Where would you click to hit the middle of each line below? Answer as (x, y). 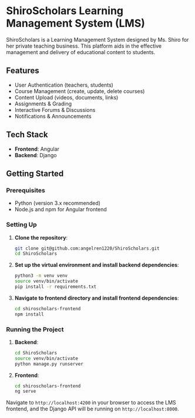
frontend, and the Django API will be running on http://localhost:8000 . (93, 409)
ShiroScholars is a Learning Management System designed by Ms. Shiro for (97, 39)
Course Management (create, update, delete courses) (80, 91)
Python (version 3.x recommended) (58, 203)
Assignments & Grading (43, 104)
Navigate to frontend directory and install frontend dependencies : (97, 298)
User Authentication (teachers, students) (64, 85)
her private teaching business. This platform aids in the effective (84, 46)
